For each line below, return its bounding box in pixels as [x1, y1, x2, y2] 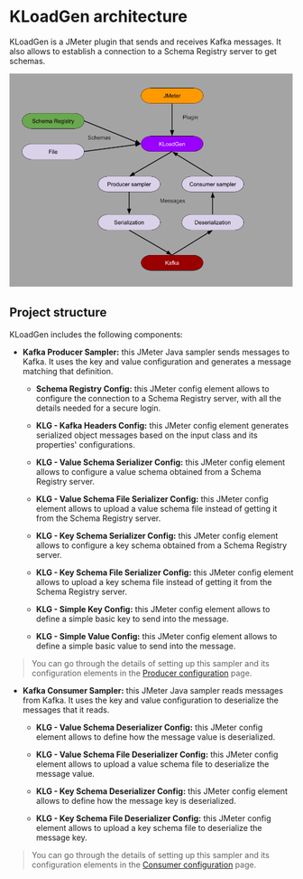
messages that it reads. [22, 704, 110, 715]
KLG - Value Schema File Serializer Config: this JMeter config [35, 493, 269, 504]
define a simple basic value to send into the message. [35, 640, 236, 651]
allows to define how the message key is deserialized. [35, 795, 236, 806]
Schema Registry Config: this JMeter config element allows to [35, 383, 270, 394]
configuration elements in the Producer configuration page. [31, 667, 252, 678]
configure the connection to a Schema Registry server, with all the [35, 392, 282, 403]
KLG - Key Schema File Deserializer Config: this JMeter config [35, 812, 271, 824]
